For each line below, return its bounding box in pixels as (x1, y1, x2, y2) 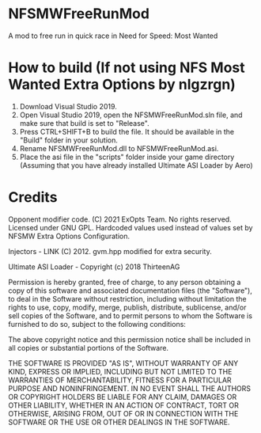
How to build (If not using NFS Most (8, 59, 245, 77)
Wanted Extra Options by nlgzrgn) (8, 76, 236, 93)
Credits (8, 188, 58, 207)
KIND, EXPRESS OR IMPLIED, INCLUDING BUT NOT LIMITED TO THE (8, 367, 233, 376)
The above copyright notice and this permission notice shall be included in (8, 334, 251, 344)
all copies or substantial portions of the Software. (8, 343, 168, 352)
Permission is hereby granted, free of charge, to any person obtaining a (8, 277, 241, 287)
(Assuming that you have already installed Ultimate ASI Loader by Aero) (19, 160, 253, 170)
